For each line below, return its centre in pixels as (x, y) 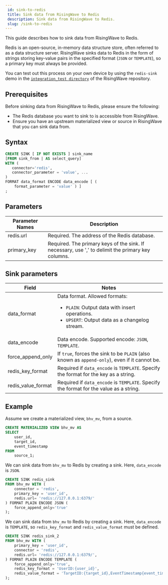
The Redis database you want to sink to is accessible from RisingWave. (85, 116)
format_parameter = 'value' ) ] (48, 186)
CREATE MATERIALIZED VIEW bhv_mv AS (43, 428)
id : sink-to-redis (26, 10)
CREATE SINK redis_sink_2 (32, 536)
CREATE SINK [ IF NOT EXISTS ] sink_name (49, 154)
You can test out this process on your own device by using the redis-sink (81, 73)
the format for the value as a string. (98, 389)
